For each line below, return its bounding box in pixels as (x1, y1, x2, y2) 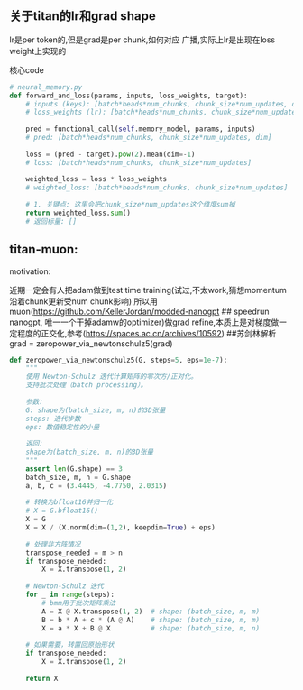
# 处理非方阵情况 (25, 539, 81, 548)
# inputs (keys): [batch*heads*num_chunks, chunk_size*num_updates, (25, 99, 289, 108)
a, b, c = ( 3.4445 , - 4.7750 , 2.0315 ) (25, 481, 168, 490)
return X (25, 674, 59, 683)
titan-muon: (9, 242, 78, 257)
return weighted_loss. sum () (25, 208, 131, 217)
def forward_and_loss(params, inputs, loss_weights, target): (9, 91, 248, 100)
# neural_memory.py (9, 82, 83, 92)
